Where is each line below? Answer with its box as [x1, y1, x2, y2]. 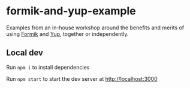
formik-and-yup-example [6, 4, 136, 18]
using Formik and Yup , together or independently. [6, 30, 129, 37]
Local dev [6, 48, 44, 58]
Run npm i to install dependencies [6, 63, 90, 71]
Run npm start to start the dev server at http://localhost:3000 [6, 75, 158, 82]
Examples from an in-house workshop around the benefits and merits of [6, 24, 185, 31]
